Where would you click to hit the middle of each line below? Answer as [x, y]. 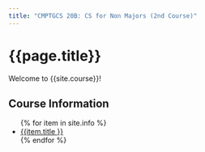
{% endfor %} [43, 140]
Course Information [59, 103]
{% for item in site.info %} [63, 123]
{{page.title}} [55, 55]
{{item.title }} [42, 132]
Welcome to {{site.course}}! [55, 78]
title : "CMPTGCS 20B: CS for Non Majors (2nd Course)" [103, 16]
